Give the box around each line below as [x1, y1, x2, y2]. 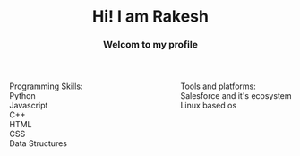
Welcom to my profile [102, 39, 199, 51]
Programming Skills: [9, 81, 83, 91]
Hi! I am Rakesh [92, 6, 209, 27]
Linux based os [180, 100, 237, 111]
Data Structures [9, 138, 67, 149]
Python [9, 91, 36, 101]
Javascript [9, 100, 48, 111]
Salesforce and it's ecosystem [180, 91, 292, 101]
